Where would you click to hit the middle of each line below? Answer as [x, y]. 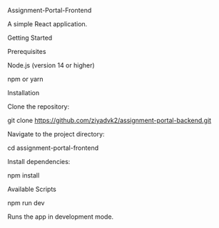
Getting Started [30, 38]
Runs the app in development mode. [61, 217]
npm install [24, 175]
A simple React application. [47, 24]
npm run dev [26, 203]
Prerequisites [27, 51]
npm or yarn [26, 79]
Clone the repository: [39, 107]
